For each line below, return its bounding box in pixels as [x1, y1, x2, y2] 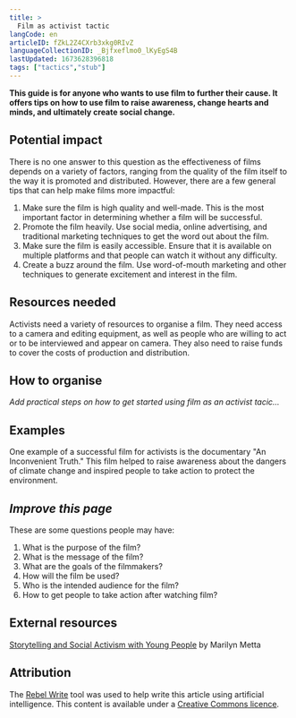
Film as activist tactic [17, 21, 110, 30]
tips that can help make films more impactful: [9, 184, 175, 195]
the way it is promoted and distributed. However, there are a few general [9, 175, 276, 186]
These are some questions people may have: [9, 525, 175, 535]
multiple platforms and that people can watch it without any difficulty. [21, 250, 278, 261]
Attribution [9, 665, 72, 680]
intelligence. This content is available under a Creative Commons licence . [9, 698, 280, 709]
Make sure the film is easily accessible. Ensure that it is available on [21, 240, 272, 251]
